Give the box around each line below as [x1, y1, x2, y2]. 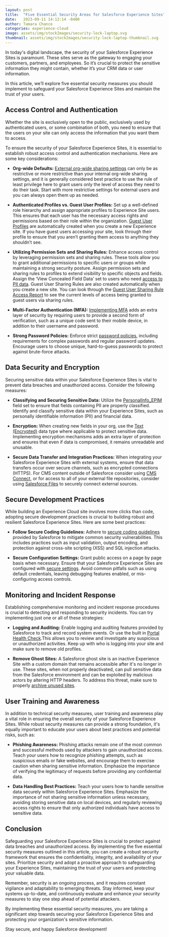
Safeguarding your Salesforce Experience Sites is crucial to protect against [5, 838, 160, 844]
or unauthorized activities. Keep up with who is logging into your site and [12, 641, 163, 647]
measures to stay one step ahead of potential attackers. [5, 896, 121, 902]
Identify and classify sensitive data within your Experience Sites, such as [12, 408, 163, 414]
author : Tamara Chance [5, 21, 53, 27]
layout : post [5, 7, 33, 13]
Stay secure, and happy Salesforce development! [5, 926, 107, 932]
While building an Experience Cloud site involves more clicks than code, [5, 509, 154, 515]
